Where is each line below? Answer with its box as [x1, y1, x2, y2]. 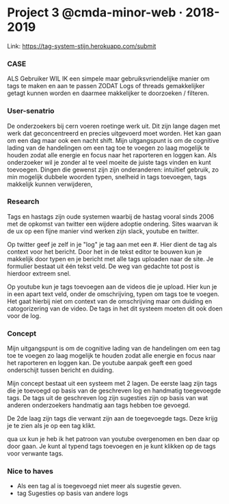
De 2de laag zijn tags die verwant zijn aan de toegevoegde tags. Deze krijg [7, 414, 218, 423]
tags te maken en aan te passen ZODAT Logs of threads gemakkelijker [7, 82, 205, 90]
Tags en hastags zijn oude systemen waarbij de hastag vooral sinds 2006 [7, 212, 214, 220]
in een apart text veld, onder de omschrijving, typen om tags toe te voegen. [7, 289, 220, 298]
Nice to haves [7, 466, 53, 476]
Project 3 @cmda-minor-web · [7, 5, 183, 21]
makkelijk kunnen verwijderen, [7, 180, 93, 188]
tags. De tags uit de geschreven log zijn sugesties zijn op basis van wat [7, 394, 208, 402]
